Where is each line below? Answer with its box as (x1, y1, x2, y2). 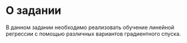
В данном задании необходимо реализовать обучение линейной (5, 24, 174, 31)
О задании (5, 4, 62, 18)
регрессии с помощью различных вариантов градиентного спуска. (5, 30, 182, 37)
